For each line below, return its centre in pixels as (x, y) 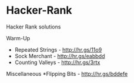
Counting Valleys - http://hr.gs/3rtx (58, 62)
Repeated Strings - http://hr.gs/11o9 (58, 50)
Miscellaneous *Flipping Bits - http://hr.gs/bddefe (67, 74)
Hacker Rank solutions (33, 27)
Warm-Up (18, 38)
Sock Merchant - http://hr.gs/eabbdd (60, 56)
